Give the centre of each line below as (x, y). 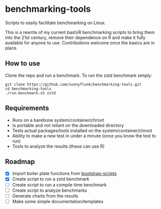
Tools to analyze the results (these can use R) (58, 146)
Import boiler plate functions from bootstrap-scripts (64, 174)
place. (12, 48)
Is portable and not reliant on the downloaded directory (68, 125)
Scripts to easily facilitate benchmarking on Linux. (56, 23)
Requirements (27, 108)
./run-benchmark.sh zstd (30, 93)
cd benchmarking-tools (28, 89)
